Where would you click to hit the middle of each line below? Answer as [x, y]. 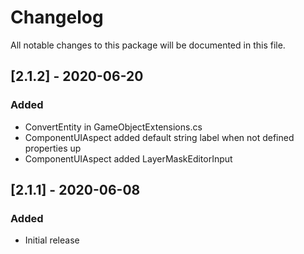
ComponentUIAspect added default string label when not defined [159, 137]
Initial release [52, 240]
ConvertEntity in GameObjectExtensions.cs [113, 127]
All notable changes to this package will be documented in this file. [148, 45]
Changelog [57, 17]
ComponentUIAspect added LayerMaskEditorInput [128, 158]
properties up [53, 148]
